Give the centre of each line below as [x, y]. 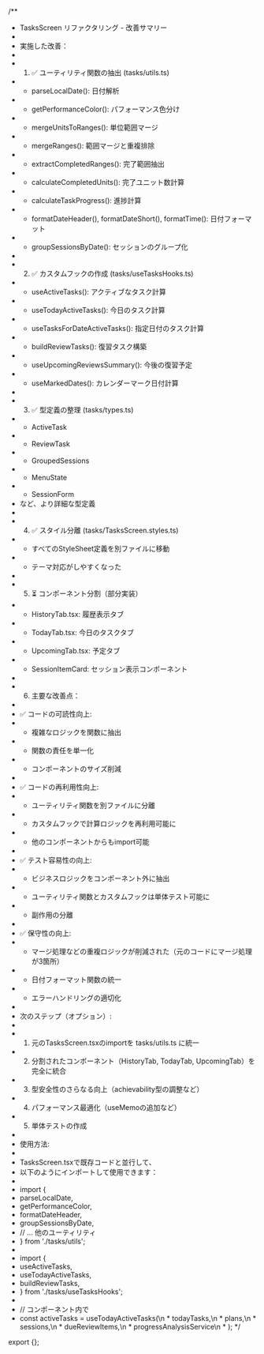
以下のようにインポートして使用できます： [89, 1172]
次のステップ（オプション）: [65, 1016]
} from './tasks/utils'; [52, 1241]
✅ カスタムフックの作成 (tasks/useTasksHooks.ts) [112, 273]
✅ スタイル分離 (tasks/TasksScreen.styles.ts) [105, 530]
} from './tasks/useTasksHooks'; [71, 1292]
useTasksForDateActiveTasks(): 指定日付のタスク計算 [118, 328]
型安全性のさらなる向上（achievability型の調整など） [117, 1089]
